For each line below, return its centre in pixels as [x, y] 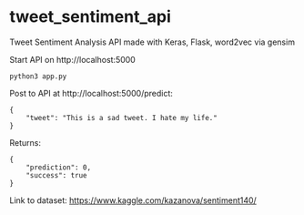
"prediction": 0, [59, 167]
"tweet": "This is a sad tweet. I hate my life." [122, 118]
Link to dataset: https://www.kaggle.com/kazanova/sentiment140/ [133, 200]
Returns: [25, 142]
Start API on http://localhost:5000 [73, 59]
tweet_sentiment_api [90, 17]
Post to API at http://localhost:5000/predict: [91, 93]
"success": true [57, 175]
